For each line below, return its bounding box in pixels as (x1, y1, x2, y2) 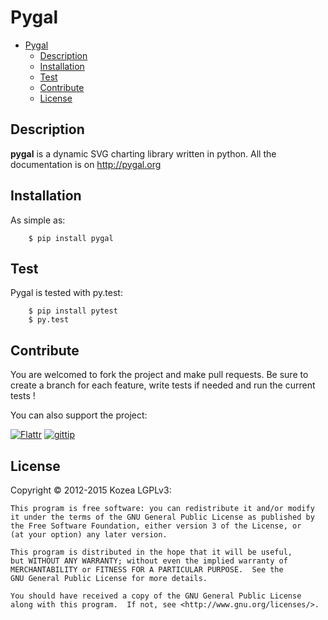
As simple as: (10, 214, 66, 226)
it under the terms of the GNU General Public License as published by (10, 512, 315, 522)
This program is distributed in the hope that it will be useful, (10, 547, 293, 557)
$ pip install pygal (28, 233, 114, 243)
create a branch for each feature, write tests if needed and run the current (10, 379, 316, 391)
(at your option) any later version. (10, 530, 168, 540)
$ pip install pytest (28, 306, 118, 316)
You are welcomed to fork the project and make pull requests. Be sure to (10, 369, 309, 381)
